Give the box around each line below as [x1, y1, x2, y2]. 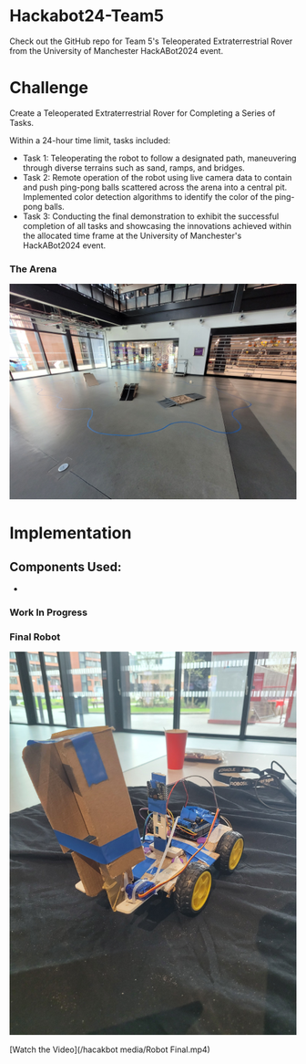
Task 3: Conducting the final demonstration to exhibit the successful [22, 211, 280, 222]
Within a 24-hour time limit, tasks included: [9, 134, 171, 146]
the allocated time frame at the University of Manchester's [22, 230, 242, 241]
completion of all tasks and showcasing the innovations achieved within [22, 220, 292, 231]
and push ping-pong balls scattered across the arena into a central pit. [22, 182, 288, 193]
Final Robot [9, 631, 61, 643]
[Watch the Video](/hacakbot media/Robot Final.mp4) [9, 1044, 211, 1055]
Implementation [9, 523, 132, 544]
